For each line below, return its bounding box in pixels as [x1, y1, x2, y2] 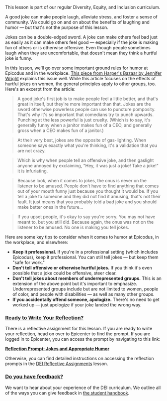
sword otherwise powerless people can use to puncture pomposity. [17, 107, 156, 112]
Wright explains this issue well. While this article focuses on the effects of [5, 76, 156, 81]
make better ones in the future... [17, 204, 83, 210]
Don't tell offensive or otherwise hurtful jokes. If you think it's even [12, 265, 153, 270]
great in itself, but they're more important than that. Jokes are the [17, 101, 151, 107]
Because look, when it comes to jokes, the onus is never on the [17, 178, 147, 183]
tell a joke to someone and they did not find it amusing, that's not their [17, 194, 161, 199]
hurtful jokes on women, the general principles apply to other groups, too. [5, 81, 156, 87]
